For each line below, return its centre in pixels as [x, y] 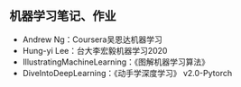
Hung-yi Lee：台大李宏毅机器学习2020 [95, 50]
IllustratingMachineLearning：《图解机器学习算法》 [116, 62]
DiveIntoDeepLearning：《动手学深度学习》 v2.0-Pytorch [127, 73]
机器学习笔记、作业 [63, 16]
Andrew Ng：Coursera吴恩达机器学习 [92, 39]
